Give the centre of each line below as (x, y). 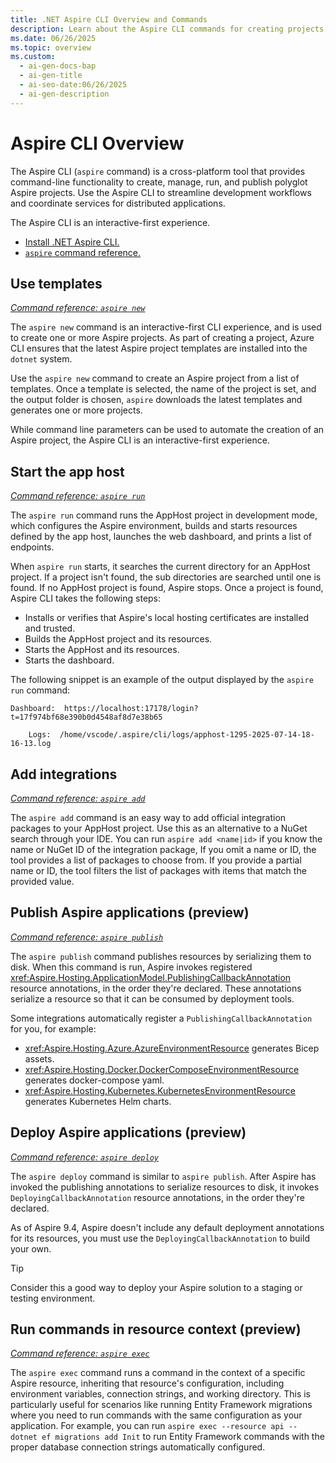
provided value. (42, 881)
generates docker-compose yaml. (94, 1080)
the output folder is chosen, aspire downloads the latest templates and (156, 400)
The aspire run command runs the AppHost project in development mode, (164, 515)
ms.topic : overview (51, 47)
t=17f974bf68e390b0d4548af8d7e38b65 (86, 717)
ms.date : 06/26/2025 (53, 38)
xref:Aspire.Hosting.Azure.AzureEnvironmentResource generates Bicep (172, 1048)
